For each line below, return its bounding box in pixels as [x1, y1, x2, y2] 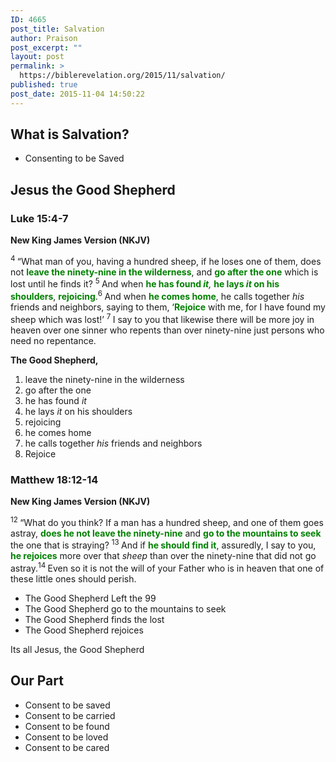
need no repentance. [10, 334, 97, 346]
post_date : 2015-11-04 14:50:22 [10, 89, 145, 99]
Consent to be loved [24, 731, 109, 743]
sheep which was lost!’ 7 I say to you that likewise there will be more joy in [10, 312, 315, 325]
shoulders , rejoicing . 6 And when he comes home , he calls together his [10, 289, 305, 303]
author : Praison [10, 33, 78, 43]
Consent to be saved [24, 699, 111, 711]
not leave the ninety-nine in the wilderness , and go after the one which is [10, 266, 319, 278]
